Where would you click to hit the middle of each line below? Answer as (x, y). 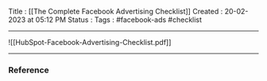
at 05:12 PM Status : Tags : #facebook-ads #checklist (115, 20)
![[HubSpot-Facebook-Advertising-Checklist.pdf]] (90, 42)
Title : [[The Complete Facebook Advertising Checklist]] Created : (116, 11)
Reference (29, 70)
